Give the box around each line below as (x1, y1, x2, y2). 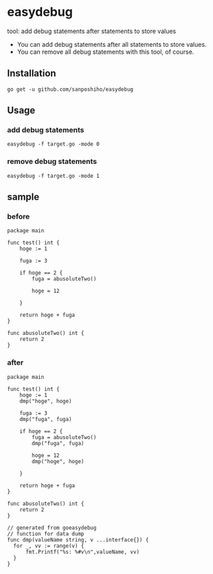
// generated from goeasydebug (7, 524, 97, 531)
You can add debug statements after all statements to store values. (16, 40, 208, 48)
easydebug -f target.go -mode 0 (7, 141, 100, 148)
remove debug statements (7, 156, 98, 166)
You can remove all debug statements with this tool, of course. (16, 48, 194, 56)
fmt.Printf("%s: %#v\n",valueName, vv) (25, 549, 139, 555)
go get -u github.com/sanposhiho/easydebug (7, 85, 134, 93)
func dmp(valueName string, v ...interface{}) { (7, 536, 149, 543)
